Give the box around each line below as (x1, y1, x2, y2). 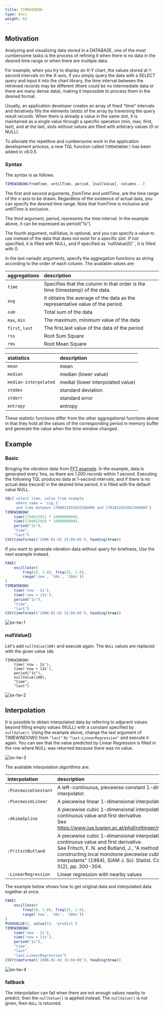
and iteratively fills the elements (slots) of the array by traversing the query (5, 108, 155, 114)
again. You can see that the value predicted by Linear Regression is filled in (5, 740, 156, 746)
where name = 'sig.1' (16, 500, 60, 505)
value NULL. (5, 487, 30, 493)
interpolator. (57, 790, 85, 797)
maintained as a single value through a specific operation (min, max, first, (5, 119, 153, 124)
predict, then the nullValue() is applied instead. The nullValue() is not (5, 995, 148, 1001)
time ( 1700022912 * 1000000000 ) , (14, 514, 80, 519)
